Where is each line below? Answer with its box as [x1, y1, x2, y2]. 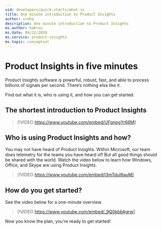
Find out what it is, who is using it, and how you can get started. [5, 92, 134, 98]
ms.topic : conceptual [5, 39, 50, 44]
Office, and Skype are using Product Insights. [5, 162, 97, 168]
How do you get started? [5, 186, 82, 194]
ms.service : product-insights [5, 35, 67, 40]
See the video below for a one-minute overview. [5, 199, 102, 205]
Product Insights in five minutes [5, 60, 138, 72]
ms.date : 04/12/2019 [5, 30, 48, 35]
